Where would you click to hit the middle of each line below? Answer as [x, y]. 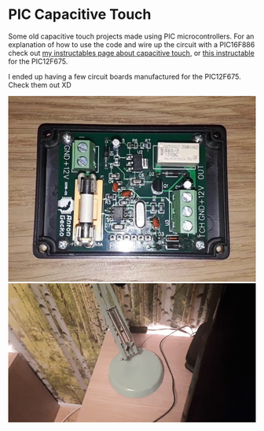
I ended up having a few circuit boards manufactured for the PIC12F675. [125, 76]
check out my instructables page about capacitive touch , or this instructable [132, 53]
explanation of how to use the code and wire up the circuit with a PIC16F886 [132, 44]
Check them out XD [40, 85]
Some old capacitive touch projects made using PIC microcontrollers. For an [131, 36]
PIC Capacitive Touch [80, 15]
